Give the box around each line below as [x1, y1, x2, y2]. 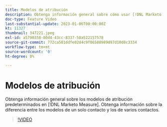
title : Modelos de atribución [5, 7, 68, 12]
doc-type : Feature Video [5, 16, 57, 21]
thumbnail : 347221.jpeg [5, 30, 55, 35]
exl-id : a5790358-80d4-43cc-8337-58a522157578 [5, 35, 104, 40]
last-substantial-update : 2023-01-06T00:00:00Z [5, 21, 106, 26]
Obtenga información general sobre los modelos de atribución [5, 96, 133, 102]
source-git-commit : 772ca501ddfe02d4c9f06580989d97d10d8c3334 [5, 40, 137, 45]
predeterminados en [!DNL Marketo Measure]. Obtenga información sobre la [5, 101, 163, 107]
